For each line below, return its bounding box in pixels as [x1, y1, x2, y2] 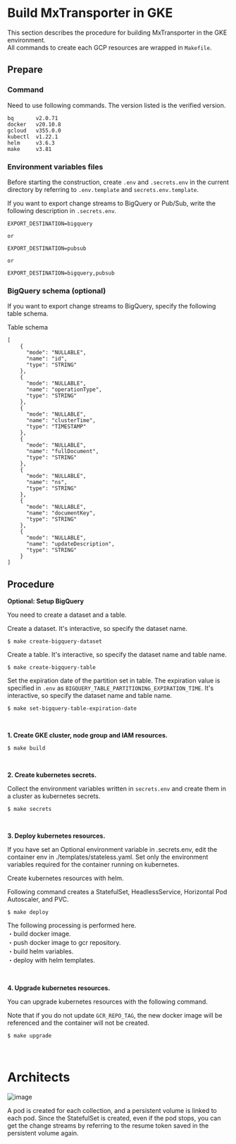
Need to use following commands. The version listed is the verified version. [7, 101, 226, 109]
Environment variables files [7, 162, 104, 171]
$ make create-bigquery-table [7, 664, 97, 671]
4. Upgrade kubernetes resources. [7, 984, 111, 992]
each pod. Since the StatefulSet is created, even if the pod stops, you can [7, 1114, 221, 1122]
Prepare [7, 64, 44, 76]
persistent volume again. [7, 1128, 79, 1137]
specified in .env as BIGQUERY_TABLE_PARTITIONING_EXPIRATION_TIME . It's [7, 684, 214, 692]
